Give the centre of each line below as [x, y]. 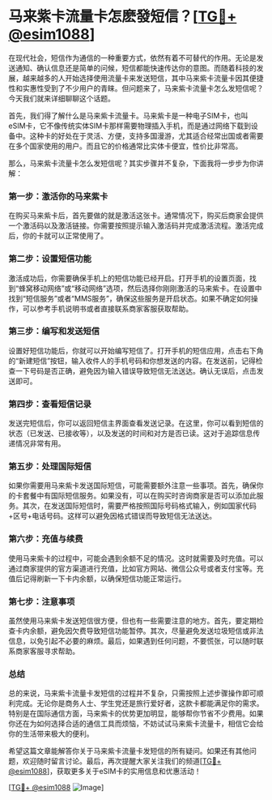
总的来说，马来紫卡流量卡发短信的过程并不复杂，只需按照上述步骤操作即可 [132, 693]
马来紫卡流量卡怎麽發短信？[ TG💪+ [123, 17]
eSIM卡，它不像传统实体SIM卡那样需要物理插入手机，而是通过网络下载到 [130, 126]
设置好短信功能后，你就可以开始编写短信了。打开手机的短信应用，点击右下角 [136, 350]
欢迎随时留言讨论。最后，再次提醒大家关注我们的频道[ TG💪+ [122, 761]
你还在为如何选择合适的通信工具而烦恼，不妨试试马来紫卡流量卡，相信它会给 [136, 724]
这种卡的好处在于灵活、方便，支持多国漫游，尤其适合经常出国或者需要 [147, 135]
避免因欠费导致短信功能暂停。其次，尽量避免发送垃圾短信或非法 [157, 631]
